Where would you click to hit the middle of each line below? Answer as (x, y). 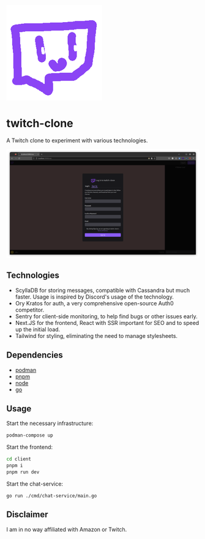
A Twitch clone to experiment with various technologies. (77, 140)
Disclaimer (27, 515)
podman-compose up (30, 435)
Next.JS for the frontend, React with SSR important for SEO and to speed (107, 323)
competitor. (30, 310)
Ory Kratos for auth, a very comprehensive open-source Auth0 (94, 303)
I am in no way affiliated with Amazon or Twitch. (67, 529)
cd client (19, 459)
